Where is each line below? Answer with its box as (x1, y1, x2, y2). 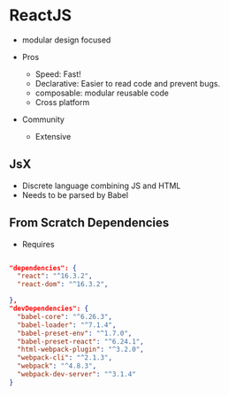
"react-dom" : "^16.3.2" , (17, 280, 109, 289)
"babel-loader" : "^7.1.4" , (17, 320, 117, 330)
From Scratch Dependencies (9, 216, 170, 231)
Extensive (34, 131, 72, 141)
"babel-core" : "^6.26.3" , (17, 312, 113, 321)
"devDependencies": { (9, 304, 89, 314)
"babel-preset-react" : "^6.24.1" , (17, 337, 144, 346)
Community (21, 114, 65, 125)
